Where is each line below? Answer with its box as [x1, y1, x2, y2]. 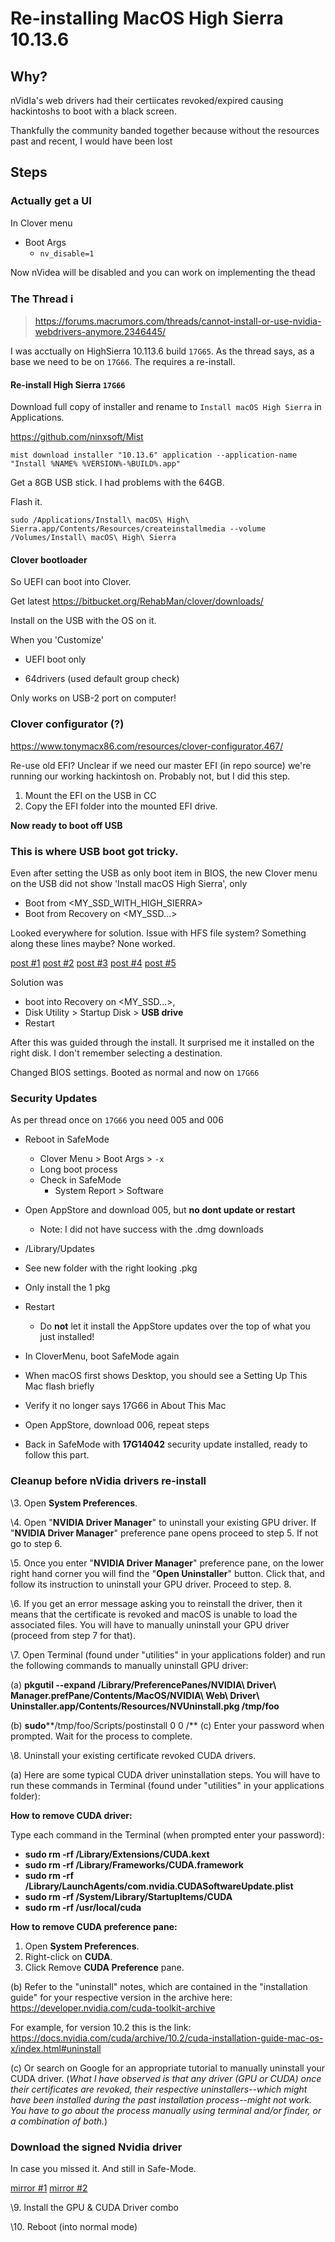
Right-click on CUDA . [24, 1950, 113, 1962]
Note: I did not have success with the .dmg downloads [39, 1223, 264, 1236]
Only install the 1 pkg [24, 1282, 111, 1294]
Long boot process [39, 1163, 118, 1176]
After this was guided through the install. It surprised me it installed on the [10, 1036, 315, 1048]
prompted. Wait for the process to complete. [10, 1730, 193, 1742]
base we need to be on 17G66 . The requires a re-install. [10, 355, 236, 367]
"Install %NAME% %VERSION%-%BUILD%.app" [10, 459, 182, 469]
